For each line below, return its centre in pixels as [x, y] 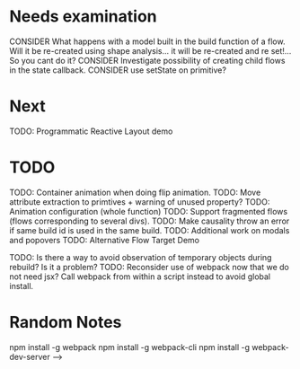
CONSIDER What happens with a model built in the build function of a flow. [147, 41]
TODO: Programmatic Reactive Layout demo [91, 131]
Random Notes [66, 322]
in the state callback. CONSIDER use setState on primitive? [118, 70]
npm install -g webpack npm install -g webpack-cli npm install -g [129, 347]
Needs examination [83, 17]
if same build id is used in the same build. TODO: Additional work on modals [150, 230]
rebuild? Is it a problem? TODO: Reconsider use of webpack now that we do [149, 267]
